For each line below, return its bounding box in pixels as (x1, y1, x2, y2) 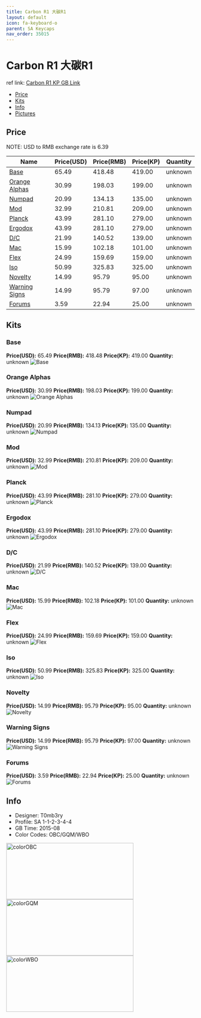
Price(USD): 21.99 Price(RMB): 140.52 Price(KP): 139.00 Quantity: (6, 562, 172, 569)
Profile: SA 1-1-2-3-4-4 (14, 818, 72, 825)
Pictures (14, 110, 36, 117)
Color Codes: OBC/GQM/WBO (14, 831, 90, 838)
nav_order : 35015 (6, 31, 50, 37)
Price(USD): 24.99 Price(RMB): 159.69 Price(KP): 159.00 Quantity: (6, 632, 173, 639)
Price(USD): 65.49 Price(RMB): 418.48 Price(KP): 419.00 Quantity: (6, 352, 173, 359)
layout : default (6, 14, 47, 20)
